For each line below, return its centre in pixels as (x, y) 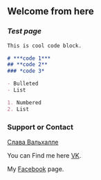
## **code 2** (28, 65)
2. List (18, 109)
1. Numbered (24, 103)
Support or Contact (40, 126)
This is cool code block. (44, 46)
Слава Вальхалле (33, 142)
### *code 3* (26, 71)
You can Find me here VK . (44, 155)
